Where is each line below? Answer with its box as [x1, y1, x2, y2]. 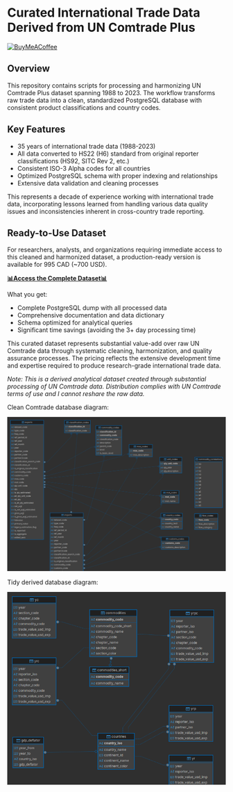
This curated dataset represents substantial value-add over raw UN [7, 339, 200, 348]
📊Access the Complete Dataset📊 [7, 274, 107, 283]
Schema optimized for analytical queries [17, 318, 133, 327]
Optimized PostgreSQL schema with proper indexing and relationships [17, 172, 218, 180]
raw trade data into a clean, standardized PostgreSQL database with [7, 96, 202, 104]
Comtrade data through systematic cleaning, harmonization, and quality [7, 347, 212, 355]
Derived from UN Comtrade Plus [7, 19, 196, 35]
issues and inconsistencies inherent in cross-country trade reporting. [7, 207, 205, 215]
